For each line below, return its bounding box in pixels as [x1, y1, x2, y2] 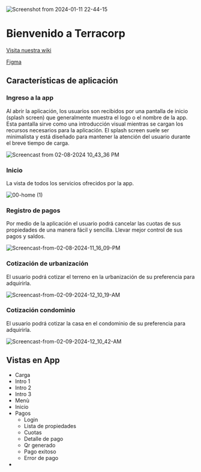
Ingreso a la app [6, 94, 54, 102]
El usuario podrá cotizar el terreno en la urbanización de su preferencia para [6, 273, 195, 280]
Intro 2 [14, 384, 32, 391]
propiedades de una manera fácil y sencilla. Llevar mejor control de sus [6, 226, 183, 234]
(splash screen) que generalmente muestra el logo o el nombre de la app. [6, 114, 188, 121]
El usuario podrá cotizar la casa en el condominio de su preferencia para [6, 319, 186, 327]
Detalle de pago [23, 435, 64, 442]
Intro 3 [14, 390, 32, 397]
